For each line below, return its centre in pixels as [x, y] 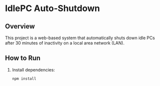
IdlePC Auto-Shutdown [53, 8]
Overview [20, 26]
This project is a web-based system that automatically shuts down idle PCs [80, 38]
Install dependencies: [33, 70]
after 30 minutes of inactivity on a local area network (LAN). [65, 43]
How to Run [23, 58]
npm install [24, 79]
